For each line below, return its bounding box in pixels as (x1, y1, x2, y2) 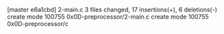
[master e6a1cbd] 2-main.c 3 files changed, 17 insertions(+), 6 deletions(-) (7, 6, 218, 13)
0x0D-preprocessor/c (7, 20, 69, 27)
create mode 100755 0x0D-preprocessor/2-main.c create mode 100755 (7, 13, 209, 21)
